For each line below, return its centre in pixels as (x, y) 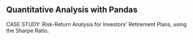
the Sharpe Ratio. (28, 30)
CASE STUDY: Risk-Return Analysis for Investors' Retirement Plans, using (96, 24)
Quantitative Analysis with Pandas (72, 10)
